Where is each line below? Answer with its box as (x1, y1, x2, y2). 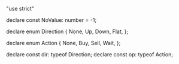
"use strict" (6, 5, 35, 12)
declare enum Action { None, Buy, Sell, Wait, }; (6, 40, 121, 46)
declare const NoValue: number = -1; (6, 17, 97, 23)
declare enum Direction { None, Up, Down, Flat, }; (6, 28, 129, 35)
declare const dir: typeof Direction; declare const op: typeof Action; (6, 51, 174, 58)
